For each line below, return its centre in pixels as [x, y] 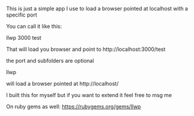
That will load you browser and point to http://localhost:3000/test [86, 49]
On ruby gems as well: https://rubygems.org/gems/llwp [74, 107]
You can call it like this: [34, 26]
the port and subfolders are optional [50, 61]
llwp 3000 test [24, 38]
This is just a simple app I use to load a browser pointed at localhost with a [97, 9]
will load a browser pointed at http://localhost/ [62, 83]
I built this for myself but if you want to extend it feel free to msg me [89, 95]
